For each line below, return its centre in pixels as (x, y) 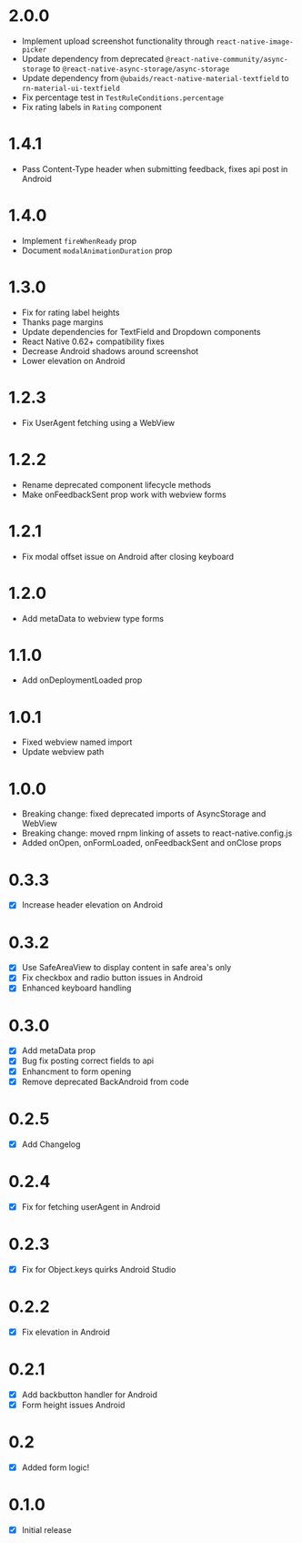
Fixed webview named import (77, 742)
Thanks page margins (62, 322)
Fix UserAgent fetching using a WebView (98, 422)
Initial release (46, 1529)
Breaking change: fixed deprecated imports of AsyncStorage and (144, 814)
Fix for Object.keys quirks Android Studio (99, 1269)
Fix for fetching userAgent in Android (91, 1206)
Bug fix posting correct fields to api (88, 1061)
